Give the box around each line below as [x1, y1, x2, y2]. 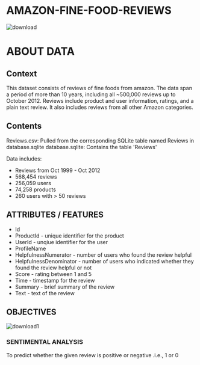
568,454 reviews [14, 173, 57, 180]
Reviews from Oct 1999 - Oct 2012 [14, 167, 101, 174]
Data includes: [6, 155, 42, 162]
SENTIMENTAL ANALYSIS [6, 338, 83, 346]
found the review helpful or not [14, 264, 92, 271]
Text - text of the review [14, 289, 75, 296]
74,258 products [14, 186, 56, 193]
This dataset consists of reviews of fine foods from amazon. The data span [6, 84, 193, 91]
